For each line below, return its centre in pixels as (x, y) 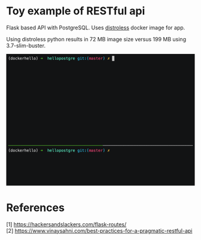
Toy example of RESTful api (76, 11)
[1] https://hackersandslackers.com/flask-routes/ (66, 224)
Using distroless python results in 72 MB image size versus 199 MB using (96, 39)
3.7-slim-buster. (26, 45)
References (35, 208)
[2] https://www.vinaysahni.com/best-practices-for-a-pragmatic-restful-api (99, 230)
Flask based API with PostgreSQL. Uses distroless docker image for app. (96, 28)
